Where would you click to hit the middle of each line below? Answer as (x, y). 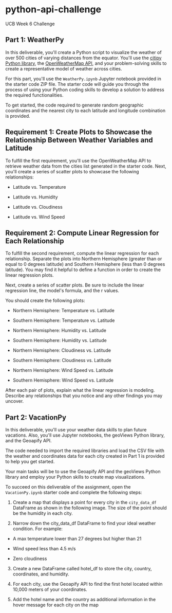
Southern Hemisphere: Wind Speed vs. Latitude (63, 380)
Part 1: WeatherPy (35, 40)
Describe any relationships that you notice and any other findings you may (84, 396)
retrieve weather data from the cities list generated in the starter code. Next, (86, 166)
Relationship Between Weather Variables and (79, 140)
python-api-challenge (53, 10)
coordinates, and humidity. (41, 574)
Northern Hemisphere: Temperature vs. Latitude (63, 311)
